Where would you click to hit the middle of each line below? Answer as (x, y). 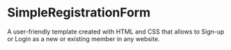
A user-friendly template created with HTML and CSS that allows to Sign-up (116, 32)
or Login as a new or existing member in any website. (83, 38)
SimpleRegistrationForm (79, 13)
